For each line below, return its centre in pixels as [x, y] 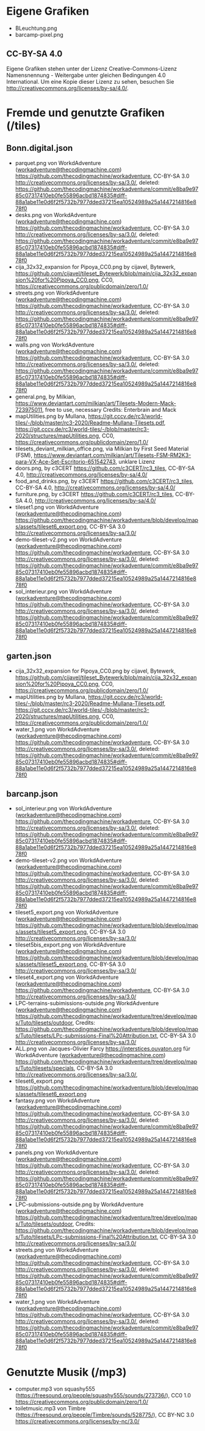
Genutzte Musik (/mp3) [67, 1372]
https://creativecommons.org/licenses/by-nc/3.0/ [77, 1421]
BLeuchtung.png [36, 28]
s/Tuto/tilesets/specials [45, 1068]
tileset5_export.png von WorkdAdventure [67, 912]
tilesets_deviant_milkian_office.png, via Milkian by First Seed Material [102, 448]
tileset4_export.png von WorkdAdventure [67, 977]
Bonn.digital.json [40, 148]
